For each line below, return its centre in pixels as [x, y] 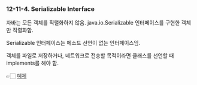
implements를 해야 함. [32, 63]
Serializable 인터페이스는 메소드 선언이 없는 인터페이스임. [73, 43]
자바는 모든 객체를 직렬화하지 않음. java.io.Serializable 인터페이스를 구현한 [93, 23]
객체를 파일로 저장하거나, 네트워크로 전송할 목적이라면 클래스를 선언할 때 [90, 56]
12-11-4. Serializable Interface [50, 9]
